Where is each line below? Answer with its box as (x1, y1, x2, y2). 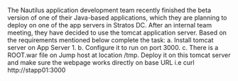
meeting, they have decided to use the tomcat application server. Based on (7, 28, 227, 37)
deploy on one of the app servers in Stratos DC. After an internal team (7, 21, 212, 29)
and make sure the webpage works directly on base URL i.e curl (7, 58, 195, 66)
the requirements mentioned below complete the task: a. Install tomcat (7, 36, 214, 44)
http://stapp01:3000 (7, 66, 66, 74)
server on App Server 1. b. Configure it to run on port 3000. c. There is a (7, 44, 219, 51)
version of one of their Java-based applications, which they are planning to (7, 13, 227, 22)
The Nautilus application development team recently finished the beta (7, 6, 212, 14)
